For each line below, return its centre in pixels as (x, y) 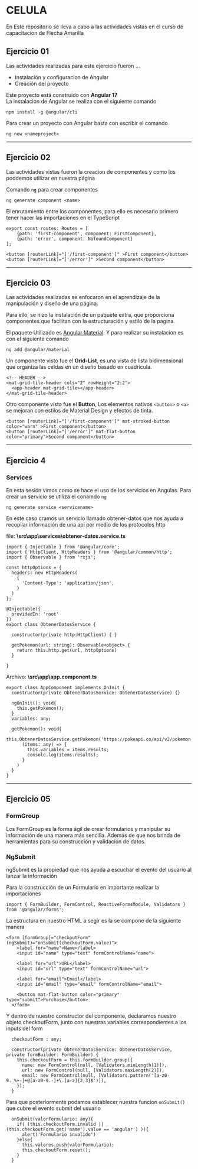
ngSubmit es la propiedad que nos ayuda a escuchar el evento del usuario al (99, 870)
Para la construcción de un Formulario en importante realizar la (82, 888)
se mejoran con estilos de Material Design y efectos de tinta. (80, 411)
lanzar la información (32, 876)
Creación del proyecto (42, 83)
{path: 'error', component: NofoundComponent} (75, 239)
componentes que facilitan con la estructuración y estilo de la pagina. (91, 321)
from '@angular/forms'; (35, 910)
